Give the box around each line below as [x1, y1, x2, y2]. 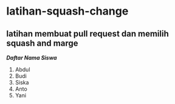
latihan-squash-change [6, 4, 129, 18]
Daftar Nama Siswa [6, 54, 57, 61]
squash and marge [6, 38, 78, 48]
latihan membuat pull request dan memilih [6, 29, 169, 39]
